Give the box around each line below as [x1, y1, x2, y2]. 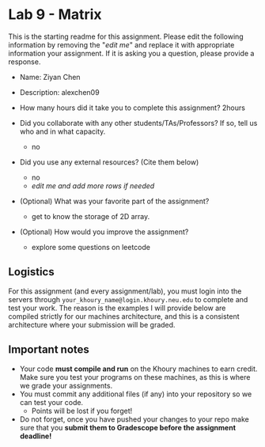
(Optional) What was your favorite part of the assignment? [19, 196, 210, 206]
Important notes [8, 343, 89, 357]
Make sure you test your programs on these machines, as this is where [19, 372, 251, 381]
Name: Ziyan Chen [19, 72, 81, 81]
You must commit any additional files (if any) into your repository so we [19, 389, 252, 399]
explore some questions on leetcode [31, 242, 150, 252]
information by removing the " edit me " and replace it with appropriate [8, 40, 235, 49]
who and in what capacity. [19, 127, 106, 136]
